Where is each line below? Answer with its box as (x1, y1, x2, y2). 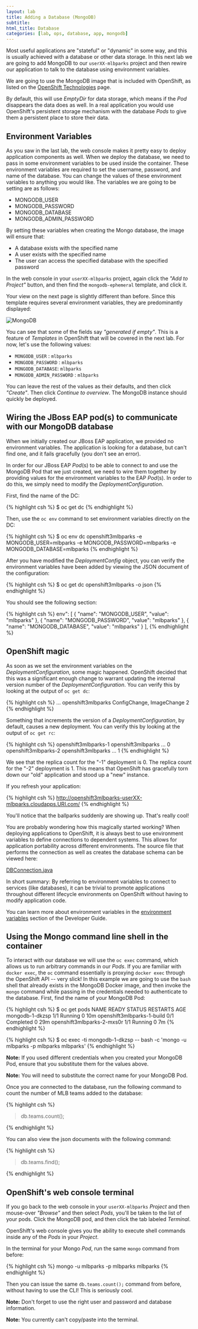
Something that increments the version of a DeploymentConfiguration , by (6, 716, 185, 724)
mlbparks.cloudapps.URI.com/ (6, 800, 80, 807)
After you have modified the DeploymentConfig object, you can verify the (6, 557, 185, 564)
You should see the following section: (6, 598, 98, 605)
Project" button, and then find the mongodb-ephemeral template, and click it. (6, 281, 187, 288)
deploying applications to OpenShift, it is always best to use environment (6, 830, 183, 837)
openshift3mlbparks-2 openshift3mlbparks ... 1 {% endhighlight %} (6, 747, 170, 754)
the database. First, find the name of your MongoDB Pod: (6, 995, 146, 1002)
